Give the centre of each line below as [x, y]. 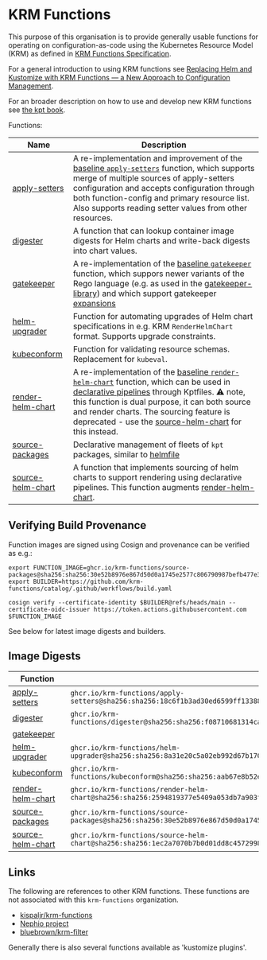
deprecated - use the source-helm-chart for [157, 422]
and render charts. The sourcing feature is [151, 411]
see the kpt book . [37, 110]
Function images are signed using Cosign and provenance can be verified [129, 544]
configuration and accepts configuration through [164, 188]
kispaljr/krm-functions [56, 915]
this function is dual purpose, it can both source [162, 402]
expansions [95, 303]
